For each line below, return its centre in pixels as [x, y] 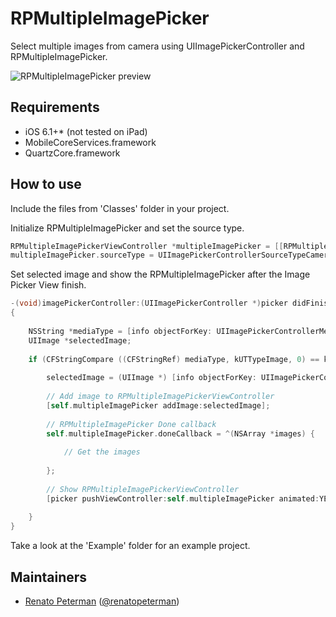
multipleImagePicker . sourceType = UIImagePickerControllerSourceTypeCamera [171, 255]
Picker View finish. [48, 285]
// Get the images [102, 452]
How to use [46, 184]
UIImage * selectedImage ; [80, 340]
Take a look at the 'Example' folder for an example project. [130, 546]
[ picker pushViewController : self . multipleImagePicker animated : [183, 498]
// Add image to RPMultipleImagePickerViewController [160, 397]
